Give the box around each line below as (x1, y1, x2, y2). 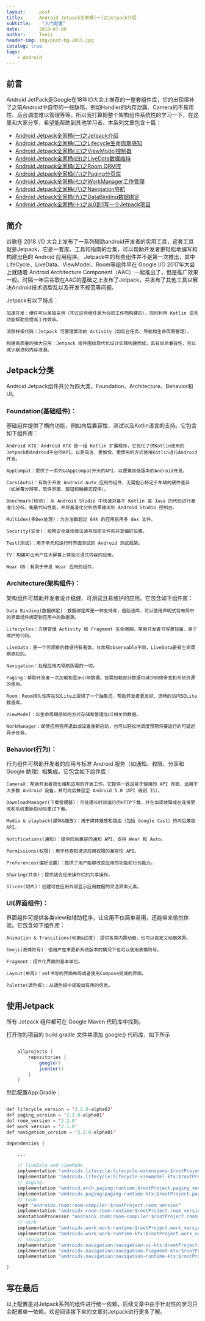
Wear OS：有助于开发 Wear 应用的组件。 (6, 564, 96, 570)
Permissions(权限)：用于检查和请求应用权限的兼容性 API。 (6, 848, 139, 854)
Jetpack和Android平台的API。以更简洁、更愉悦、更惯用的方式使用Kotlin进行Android (6, 449, 198, 456)
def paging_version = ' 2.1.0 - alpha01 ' (6, 1112, 105, 1118)
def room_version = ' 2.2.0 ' (6, 1118, 78, 1124)
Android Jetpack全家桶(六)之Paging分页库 (15, 170, 121, 178)
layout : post (6, 9, 51, 15)
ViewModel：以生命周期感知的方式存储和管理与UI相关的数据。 (6, 711, 142, 717)
